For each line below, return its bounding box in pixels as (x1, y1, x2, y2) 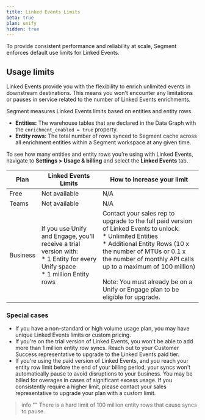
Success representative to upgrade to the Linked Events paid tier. (15, 351, 180, 358)
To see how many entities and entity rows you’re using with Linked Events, (6, 150, 193, 158)
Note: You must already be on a (103, 278, 193, 286)
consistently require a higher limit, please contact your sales (15, 383, 167, 390)
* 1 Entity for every (41, 255, 96, 264)
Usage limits (6, 66, 55, 77)
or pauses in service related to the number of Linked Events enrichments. (6, 96, 191, 103)
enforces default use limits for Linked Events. (6, 49, 120, 57)
